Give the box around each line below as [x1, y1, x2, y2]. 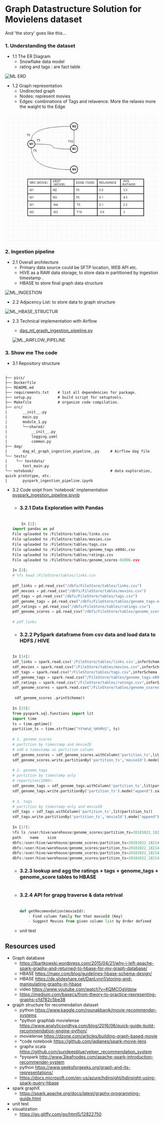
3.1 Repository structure [12, 360, 60, 366]
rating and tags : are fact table [19, 64, 81, 70]
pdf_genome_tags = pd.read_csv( [12, 599, 78, 604]
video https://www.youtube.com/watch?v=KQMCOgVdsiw [19, 986, 137, 992]
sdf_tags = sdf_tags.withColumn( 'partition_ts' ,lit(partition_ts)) [12, 809, 153, 814]
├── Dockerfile [5, 380, 36, 385]
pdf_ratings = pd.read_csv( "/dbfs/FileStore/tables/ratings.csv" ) [12, 604, 151, 609]
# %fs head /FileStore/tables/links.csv [12, 573, 96, 578]
